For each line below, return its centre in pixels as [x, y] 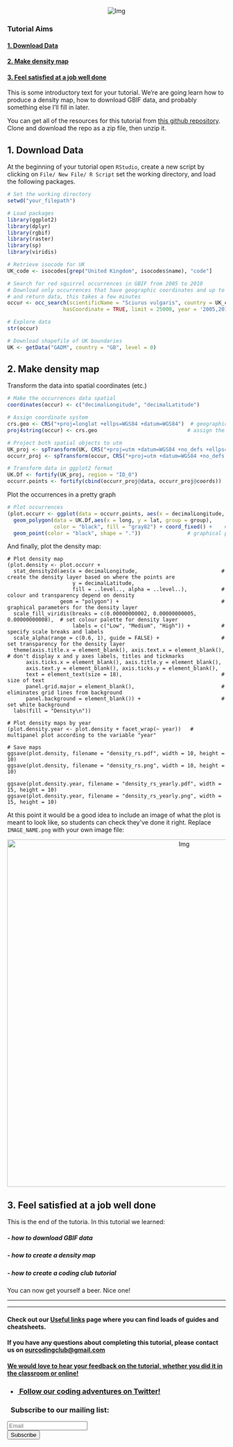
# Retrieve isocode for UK [46, 265]
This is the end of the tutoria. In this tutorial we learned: [86, 1222]
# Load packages [31, 213]
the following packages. [41, 182]
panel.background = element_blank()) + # [125, 699]
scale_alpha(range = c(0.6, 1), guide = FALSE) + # [119, 638]
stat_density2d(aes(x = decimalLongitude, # [119, 571]
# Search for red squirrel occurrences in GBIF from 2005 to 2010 [105, 283]
